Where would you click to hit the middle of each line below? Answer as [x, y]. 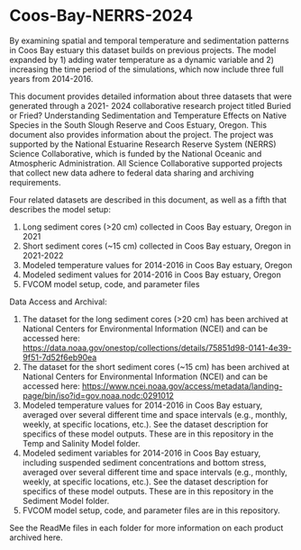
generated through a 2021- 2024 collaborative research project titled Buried [150, 105]
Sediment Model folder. [66, 500]
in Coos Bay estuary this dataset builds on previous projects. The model [143, 50]
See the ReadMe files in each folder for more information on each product [146, 527]
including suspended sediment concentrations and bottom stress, [144, 462]
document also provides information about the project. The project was [141, 134]
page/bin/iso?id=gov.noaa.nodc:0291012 [98, 395]
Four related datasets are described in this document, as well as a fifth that [148, 200]
